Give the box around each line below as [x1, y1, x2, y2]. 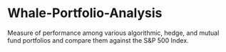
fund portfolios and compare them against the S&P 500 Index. [7, 36, 189, 44]
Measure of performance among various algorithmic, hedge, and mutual [7, 28, 220, 37]
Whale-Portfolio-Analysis [7, 5, 163, 21]
